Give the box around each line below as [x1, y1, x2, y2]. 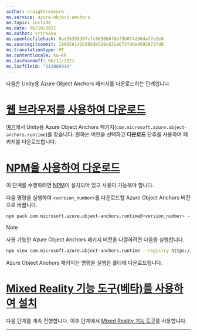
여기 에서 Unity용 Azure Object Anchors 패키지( [6, 124, 117, 131]
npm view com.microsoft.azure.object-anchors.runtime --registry [6, 248, 169, 254]
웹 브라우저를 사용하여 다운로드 [6, 103, 146, 117]
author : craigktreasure [6, 8, 64, 15]
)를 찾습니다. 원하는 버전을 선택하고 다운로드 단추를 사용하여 [45, 131, 182, 138]
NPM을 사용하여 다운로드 [6, 161, 120, 174]
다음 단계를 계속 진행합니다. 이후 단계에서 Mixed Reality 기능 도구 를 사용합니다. [6, 317, 187, 324]
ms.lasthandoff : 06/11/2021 [6, 58, 75, 64]
